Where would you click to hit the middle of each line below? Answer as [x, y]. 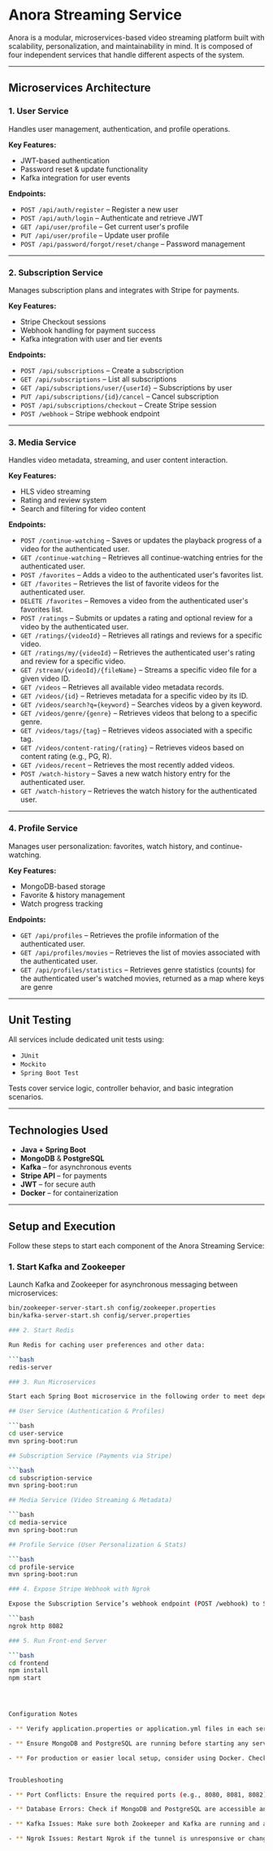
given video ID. [45, 679]
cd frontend [28, 1663]
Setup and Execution [62, 1226]
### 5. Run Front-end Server [58, 1640]
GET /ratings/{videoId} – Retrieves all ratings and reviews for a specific [141, 635]
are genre [37, 986]
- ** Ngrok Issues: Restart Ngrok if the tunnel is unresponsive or [127, 1839]
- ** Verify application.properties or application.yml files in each [130, 1729]
